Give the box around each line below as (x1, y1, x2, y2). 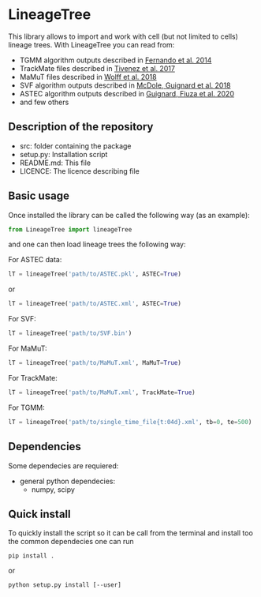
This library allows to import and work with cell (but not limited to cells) (8, 32, 239, 41)
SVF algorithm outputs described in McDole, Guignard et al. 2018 (19, 81, 231, 90)
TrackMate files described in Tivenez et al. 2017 (19, 63, 176, 73)
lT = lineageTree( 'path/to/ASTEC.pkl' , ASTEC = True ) (8, 270, 181, 278)
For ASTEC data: (8, 255, 62, 265)
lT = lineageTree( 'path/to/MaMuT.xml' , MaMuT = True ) (8, 359, 181, 367)
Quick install (8, 507, 71, 520)
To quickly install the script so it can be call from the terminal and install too (8, 528, 254, 538)
